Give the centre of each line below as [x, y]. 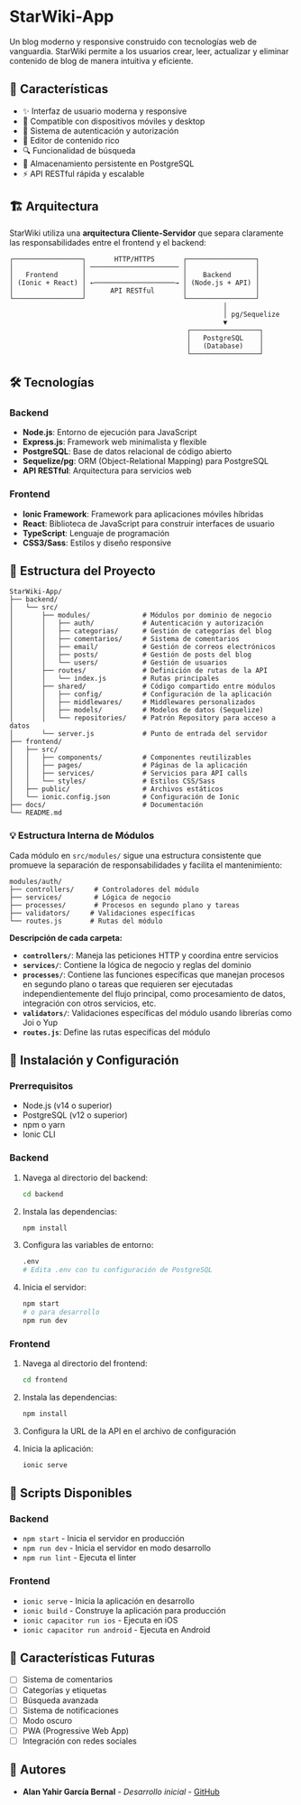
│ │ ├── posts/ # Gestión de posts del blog [131, 655]
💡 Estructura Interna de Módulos [82, 835]
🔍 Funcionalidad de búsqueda [79, 150]
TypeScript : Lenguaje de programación [96, 533]
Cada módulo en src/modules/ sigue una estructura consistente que [135, 855]
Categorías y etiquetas [64, 1689]
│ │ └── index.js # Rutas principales [114, 679]
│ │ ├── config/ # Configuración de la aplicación [141, 694]
